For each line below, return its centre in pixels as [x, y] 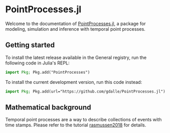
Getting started [30, 45]
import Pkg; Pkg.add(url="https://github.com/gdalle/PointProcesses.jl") [86, 91]
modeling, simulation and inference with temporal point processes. [75, 29]
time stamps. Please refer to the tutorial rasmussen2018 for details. [76, 125]
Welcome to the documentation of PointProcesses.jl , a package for [76, 24]
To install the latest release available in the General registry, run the [76, 57]
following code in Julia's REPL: [38, 63]
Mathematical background [48, 107]
